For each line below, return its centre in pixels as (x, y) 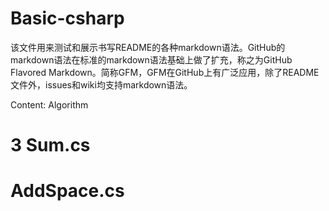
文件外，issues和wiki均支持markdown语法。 (101, 84)
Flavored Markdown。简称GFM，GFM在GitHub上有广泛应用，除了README (165, 72)
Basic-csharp (67, 18)
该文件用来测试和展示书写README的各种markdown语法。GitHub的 (148, 47)
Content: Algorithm (49, 104)
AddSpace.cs (67, 191)
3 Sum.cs (50, 145)
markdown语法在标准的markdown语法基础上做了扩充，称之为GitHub (151, 59)
